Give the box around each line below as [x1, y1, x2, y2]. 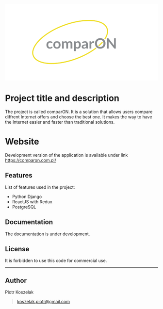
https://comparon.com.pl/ [5, 157, 57, 163]
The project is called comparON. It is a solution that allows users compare [5, 109, 153, 114]
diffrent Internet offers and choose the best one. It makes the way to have [5, 114, 152, 120]
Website [5, 136, 39, 147]
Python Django [12, 194, 42, 199]
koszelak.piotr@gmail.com [16, 299, 70, 305]
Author [5, 276, 27, 285]
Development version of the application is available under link [5, 152, 128, 158]
